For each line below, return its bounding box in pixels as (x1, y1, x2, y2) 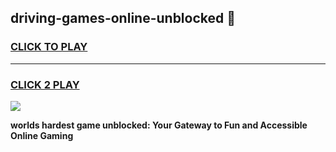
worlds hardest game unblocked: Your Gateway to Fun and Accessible (10, 119, 308, 131)
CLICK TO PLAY (10, 40, 88, 54)
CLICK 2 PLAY (10, 77, 80, 91)
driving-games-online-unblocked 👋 (10, 10, 237, 27)
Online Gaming (10, 129, 74, 141)
